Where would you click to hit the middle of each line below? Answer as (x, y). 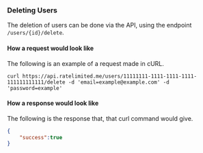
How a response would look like (53, 103)
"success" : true (41, 137)
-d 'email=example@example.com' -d (119, 82)
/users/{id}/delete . (36, 32)
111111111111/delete (37, 82)
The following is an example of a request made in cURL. (85, 63)
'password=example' (35, 88)
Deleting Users (32, 10)
